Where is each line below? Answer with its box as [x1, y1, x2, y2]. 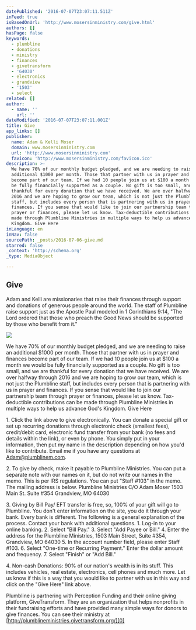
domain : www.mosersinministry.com [11, 144, 95, 150]
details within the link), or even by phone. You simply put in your [6, 435, 160, 442]
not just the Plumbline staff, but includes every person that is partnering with [6, 380, 190, 387]
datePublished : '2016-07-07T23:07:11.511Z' [6, 8, 114, 15]
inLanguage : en [6, 226, 43, 232]
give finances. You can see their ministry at [6, 611, 110, 618]
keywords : [6, 36, 30, 42]
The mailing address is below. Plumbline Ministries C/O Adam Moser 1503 [6, 483, 183, 490]
